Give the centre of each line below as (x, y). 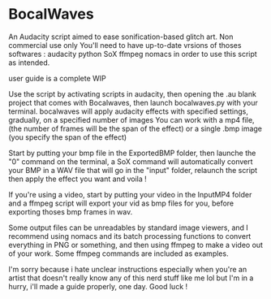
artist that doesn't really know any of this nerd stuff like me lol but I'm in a (131, 278)
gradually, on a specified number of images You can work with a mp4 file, (131, 119)
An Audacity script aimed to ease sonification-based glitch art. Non (121, 37)
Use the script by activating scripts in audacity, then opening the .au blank (133, 93)
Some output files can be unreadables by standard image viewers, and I (129, 227)
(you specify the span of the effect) (68, 137)
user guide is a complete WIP (58, 78)
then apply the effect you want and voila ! (78, 179)
